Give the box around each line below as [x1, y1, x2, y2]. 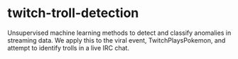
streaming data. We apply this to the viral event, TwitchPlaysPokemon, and [7, 36, 226, 44]
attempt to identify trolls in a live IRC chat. [7, 43, 130, 52]
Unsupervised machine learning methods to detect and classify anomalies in [7, 28, 232, 37]
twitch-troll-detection [7, 5, 139, 21]
